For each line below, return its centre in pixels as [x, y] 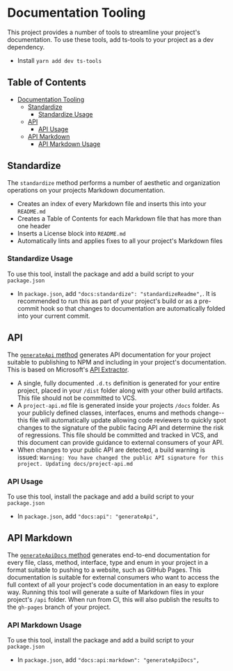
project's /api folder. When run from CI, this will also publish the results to [113, 599]
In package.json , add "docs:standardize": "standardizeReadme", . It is [117, 293]
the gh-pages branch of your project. [59, 607]
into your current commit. [54, 316]
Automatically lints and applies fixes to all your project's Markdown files [120, 241]
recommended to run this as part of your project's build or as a [107, 301]
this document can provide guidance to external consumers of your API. [120, 442]
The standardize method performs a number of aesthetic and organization [114, 182]
